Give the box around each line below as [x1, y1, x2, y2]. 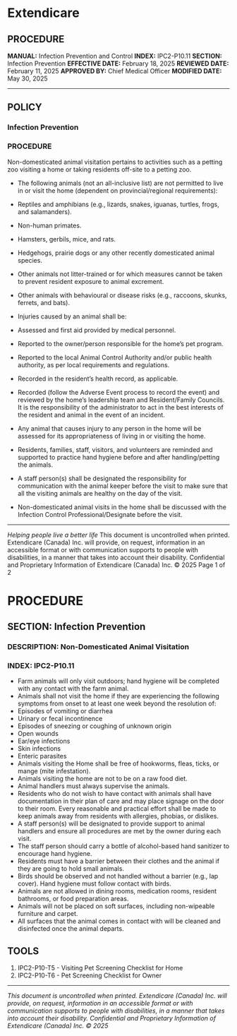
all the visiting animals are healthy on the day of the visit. [17, 489, 183, 497]
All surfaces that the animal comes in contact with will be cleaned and [17, 917, 221, 926]
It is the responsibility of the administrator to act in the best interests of [17, 403, 224, 411]
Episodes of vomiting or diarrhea [17, 707, 113, 715]
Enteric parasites [17, 752, 67, 761]
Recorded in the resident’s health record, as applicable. [17, 374, 178, 383]
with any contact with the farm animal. [17, 684, 129, 693]
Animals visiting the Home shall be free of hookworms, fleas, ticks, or [17, 759, 220, 768]
